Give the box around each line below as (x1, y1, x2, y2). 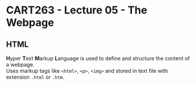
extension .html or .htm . (6, 74, 65, 80)
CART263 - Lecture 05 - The (6, 4, 148, 17)
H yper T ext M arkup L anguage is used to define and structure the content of (6, 55, 190, 62)
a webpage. (6, 61, 35, 68)
